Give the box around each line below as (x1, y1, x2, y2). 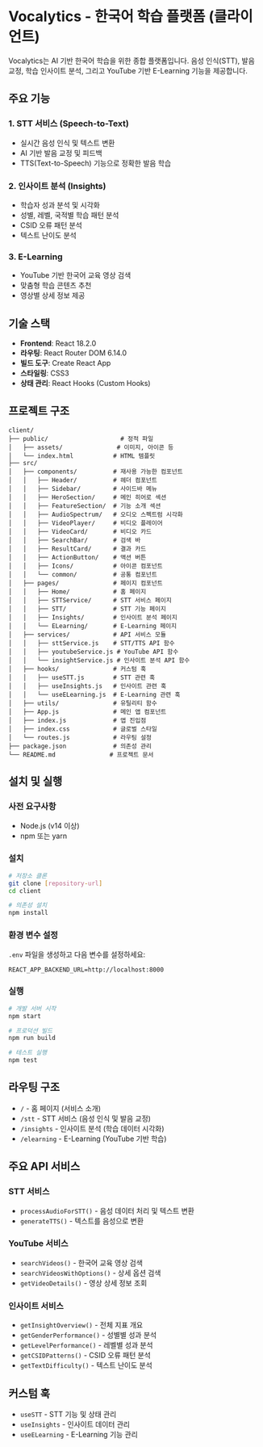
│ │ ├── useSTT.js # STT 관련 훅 (8, 673, 156, 682)
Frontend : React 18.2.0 (19, 338, 97, 348)
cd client (8, 887, 42, 895)
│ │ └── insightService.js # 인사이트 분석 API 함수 (8, 656, 190, 665)
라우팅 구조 (8, 1080, 61, 1094)
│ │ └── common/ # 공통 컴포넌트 (8, 570, 157, 578)
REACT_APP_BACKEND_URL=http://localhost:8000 (8, 966, 164, 974)
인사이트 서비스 (8, 1300, 65, 1311)
